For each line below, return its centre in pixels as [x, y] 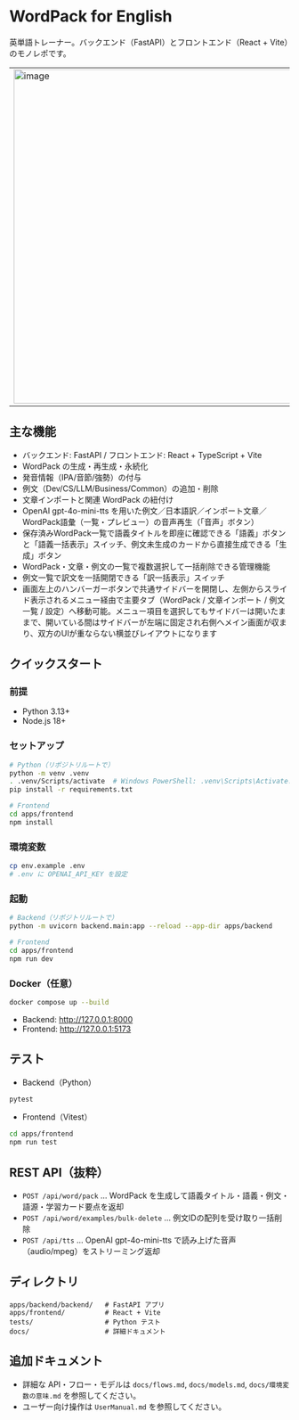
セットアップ [37, 746]
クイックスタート [56, 665]
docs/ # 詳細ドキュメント [88, 1331]
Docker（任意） [44, 983]
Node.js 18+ [44, 721]
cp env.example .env [48, 866]
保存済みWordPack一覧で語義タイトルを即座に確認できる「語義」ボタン [154, 533]
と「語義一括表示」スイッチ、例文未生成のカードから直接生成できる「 [150, 544]
